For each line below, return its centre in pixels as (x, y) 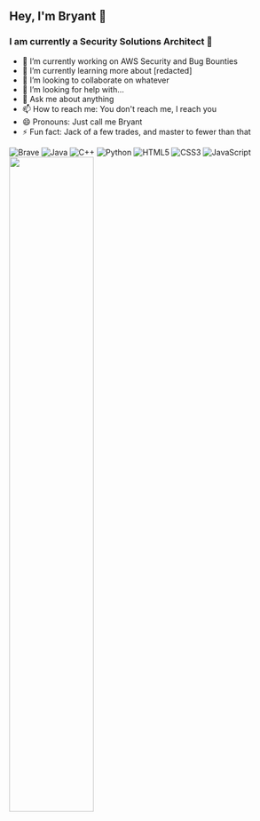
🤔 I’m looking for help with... (73, 89)
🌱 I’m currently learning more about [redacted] (107, 70)
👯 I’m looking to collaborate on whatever (96, 80)
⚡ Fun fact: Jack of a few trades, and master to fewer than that (136, 132)
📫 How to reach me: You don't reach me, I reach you (119, 108)
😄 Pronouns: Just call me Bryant (82, 122)
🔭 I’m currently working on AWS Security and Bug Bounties (130, 61)
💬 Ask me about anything (68, 99)
